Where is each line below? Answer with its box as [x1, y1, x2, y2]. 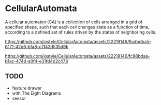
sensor [12, 95, 26, 101]
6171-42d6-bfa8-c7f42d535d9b [5, 44, 69, 49]
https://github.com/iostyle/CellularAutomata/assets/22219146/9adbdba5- [5, 38, 151, 44]
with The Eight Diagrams [12, 90, 61, 96]
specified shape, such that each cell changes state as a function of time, [5, 24, 150, 30]
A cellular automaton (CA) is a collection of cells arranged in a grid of [5, 19, 143, 25]
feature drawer [12, 85, 42, 91]
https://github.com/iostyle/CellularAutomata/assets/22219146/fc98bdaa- [5, 53, 150, 59]
